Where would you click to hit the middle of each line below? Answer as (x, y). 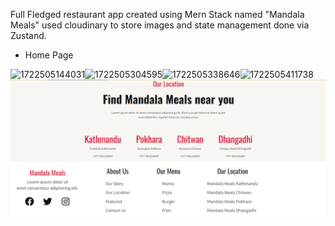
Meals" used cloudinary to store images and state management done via (160, 25)
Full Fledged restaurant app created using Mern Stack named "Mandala (157, 14)
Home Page (49, 55)
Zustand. (28, 35)
